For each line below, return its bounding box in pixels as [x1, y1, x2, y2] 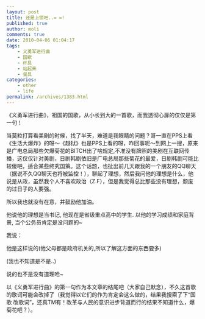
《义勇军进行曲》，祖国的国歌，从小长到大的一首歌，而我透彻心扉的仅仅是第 [6, 111, 196, 119]
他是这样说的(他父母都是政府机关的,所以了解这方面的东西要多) [6, 244, 162, 251]
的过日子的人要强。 [6, 185, 55, 192]
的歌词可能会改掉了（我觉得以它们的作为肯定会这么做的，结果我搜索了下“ [6, 290, 191, 298]
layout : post [6, 9, 40, 15]
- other [17, 83, 37, 89]
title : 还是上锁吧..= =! [6, 15, 65, 21]
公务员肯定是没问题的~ [25, 219, 83, 226]
